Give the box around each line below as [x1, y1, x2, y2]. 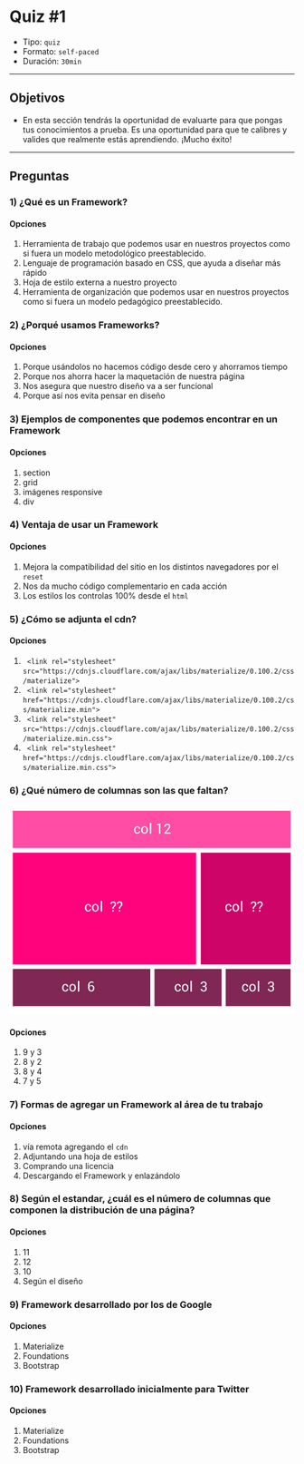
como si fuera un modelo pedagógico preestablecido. [22, 297, 223, 307]
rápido [22, 268, 47, 278]
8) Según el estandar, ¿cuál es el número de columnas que [9, 1193, 271, 1205]
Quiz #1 [9, 6, 66, 27]
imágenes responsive [22, 486, 103, 497]
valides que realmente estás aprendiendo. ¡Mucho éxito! [22, 133, 233, 144]
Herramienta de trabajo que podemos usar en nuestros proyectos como [22, 239, 291, 249]
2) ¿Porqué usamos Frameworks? [9, 319, 160, 332]
